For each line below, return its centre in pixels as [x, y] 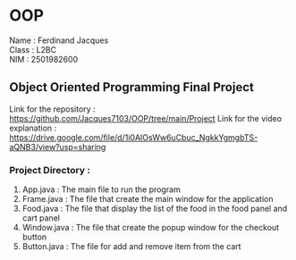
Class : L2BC [33, 49]
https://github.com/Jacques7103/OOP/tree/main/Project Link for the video [146, 118]
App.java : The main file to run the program [101, 189]
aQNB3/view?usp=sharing [58, 147]
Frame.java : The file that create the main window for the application [148, 199]
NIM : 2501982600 [44, 59]
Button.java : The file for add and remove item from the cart [131, 247]
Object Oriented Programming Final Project [132, 87]
